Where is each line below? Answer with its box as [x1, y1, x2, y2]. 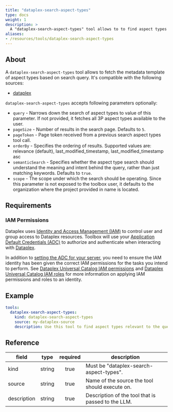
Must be [85, 362, 106, 369]
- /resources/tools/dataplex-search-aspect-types [5, 37, 114, 42]
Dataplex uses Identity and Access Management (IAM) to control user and [5, 228, 162, 235]
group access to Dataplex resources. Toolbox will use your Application [5, 234, 155, 240]
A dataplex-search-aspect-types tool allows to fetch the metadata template [5, 69, 165, 75]
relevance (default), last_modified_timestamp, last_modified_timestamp [12, 148, 164, 154]
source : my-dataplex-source [14, 319, 75, 325]
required [59, 353, 81, 361]
